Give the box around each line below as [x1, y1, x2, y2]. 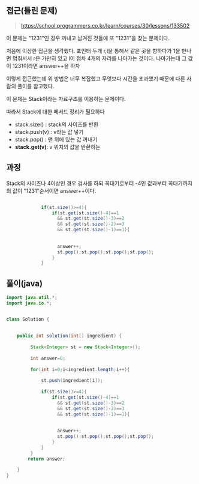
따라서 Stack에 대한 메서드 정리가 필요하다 [6, 107, 105, 115]
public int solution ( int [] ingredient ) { [17, 333, 122, 339]
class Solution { [6, 316, 50, 322]
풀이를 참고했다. [17, 82, 55, 89]
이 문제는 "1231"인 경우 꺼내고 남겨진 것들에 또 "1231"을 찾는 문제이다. [6, 34, 170, 41]
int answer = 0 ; [30, 355, 66, 361]
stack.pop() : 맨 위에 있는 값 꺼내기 [14, 136, 98, 143]
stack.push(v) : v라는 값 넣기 [14, 128, 84, 135]
